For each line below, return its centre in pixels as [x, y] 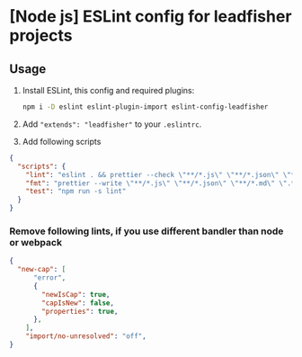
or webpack [36, 242]
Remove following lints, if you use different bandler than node [147, 231]
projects [41, 36]
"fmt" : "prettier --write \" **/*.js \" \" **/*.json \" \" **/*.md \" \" [156, 183]
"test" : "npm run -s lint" [76, 192]
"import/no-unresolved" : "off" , [86, 336]
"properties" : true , [80, 311]
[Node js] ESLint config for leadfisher [151, 17]
